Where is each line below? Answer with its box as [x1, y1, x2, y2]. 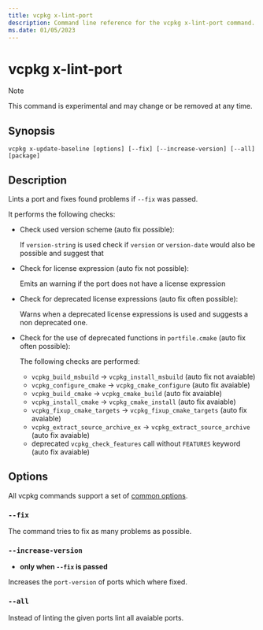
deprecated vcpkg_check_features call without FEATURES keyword [31, 439, 241, 448]
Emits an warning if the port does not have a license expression [19, 279, 226, 288]
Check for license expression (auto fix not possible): [19, 263, 189, 272]
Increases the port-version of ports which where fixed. [8, 577, 187, 587]
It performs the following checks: [8, 209, 116, 219]
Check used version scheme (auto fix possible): [19, 224, 175, 234]
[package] [8, 152, 41, 160]
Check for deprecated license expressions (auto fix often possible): [19, 294, 239, 303]
